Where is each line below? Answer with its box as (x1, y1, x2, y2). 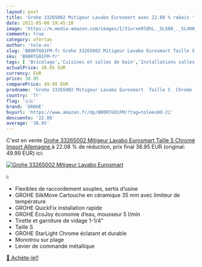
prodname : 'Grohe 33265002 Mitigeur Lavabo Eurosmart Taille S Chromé (6, 87, 192, 93)
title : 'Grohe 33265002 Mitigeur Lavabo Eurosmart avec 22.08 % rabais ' (6, 14, 195, 20)
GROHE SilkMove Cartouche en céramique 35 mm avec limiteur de (14, 191, 180, 199)
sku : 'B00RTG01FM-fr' (6, 53, 61, 59)
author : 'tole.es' (6, 43, 52, 49)
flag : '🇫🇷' (6, 98, 36, 104)
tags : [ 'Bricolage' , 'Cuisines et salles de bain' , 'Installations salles (6, 59, 195, 65)
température (14, 198, 46, 205)
